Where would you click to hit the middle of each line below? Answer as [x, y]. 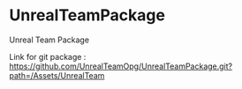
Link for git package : [48, 56]
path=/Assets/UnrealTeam [57, 75]
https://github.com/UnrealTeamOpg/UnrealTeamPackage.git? [121, 66]
